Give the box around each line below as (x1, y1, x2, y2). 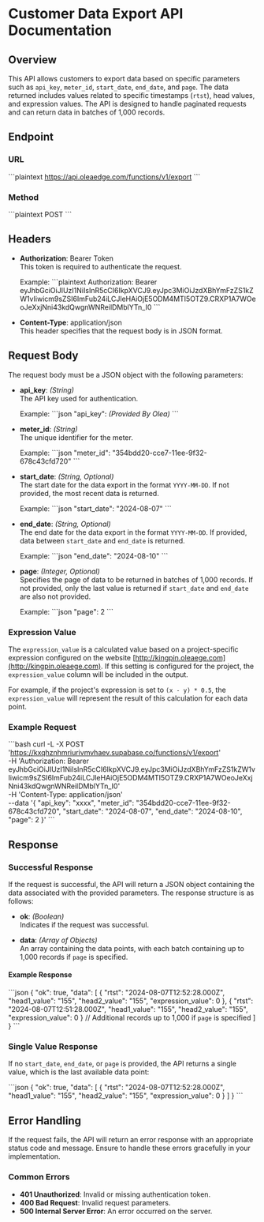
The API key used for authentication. (19, 393, 139, 403)
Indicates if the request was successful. (19, 919, 150, 929)
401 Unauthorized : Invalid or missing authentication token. (19, 1190, 211, 1199)
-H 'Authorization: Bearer (8, 756, 89, 766)
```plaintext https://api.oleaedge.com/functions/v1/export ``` (8, 171, 201, 182)
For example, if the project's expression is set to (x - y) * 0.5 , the (8, 685, 226, 694)
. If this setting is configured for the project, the (101, 661, 255, 671)
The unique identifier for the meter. (19, 432, 134, 442)
